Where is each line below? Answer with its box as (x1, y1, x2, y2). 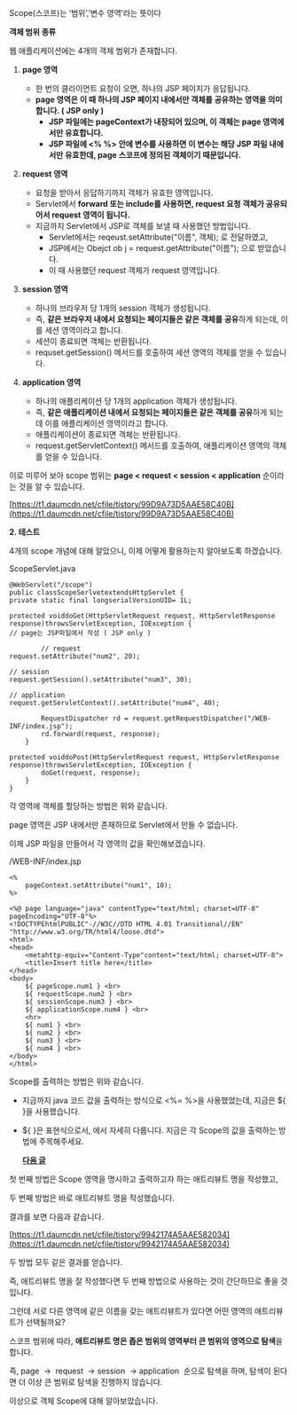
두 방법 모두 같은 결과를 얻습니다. (9, 1257, 123, 1267)
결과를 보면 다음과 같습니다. (9, 1212, 105, 1222)
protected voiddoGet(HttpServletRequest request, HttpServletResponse (9, 611, 276, 620)
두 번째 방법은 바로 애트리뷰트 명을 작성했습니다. (9, 1192, 176, 1203)
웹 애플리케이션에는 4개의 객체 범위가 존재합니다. (9, 45, 178, 56)
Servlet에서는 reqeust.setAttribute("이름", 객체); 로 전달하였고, (48, 232, 269, 242)
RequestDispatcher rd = (41, 714, 129, 723)
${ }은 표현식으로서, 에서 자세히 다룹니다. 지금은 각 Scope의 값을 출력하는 (21, 1125, 277, 1136)
